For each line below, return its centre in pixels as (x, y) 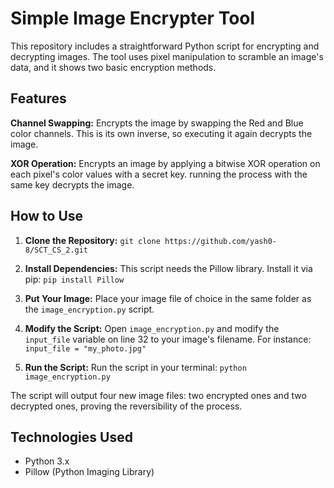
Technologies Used (71, 437)
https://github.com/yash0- (220, 241)
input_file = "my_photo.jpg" (85, 348)
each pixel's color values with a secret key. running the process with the (159, 174)
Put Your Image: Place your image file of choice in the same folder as (168, 298)
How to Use (47, 216)
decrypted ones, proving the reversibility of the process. (126, 406)
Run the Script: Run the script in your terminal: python (135, 367)
